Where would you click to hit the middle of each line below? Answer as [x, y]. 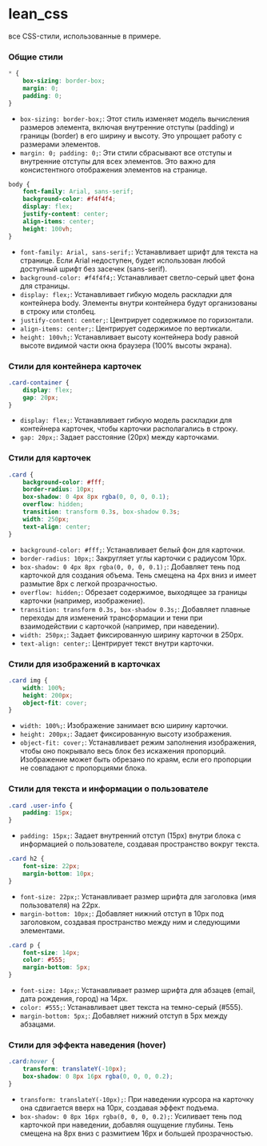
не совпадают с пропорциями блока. [84, 768]
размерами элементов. [60, 144]
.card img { [28, 680]
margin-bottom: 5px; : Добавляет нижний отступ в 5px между [124, 1016]
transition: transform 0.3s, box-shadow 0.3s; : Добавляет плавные [135, 609]
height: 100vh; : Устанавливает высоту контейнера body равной [129, 336]
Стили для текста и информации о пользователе [109, 789]
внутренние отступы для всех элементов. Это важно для [118, 161]
